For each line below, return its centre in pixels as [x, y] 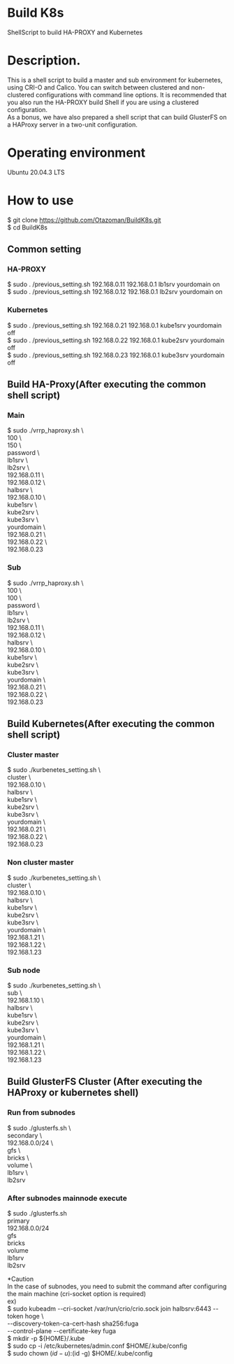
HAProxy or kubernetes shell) [73, 1093]
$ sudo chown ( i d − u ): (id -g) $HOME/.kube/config [80, 1353]
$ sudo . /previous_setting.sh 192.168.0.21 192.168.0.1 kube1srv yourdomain [115, 325]
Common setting [44, 249]
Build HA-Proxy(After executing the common [107, 385]
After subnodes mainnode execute [67, 1198]
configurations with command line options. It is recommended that [131, 94]
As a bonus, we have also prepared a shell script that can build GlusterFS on [117, 117]
